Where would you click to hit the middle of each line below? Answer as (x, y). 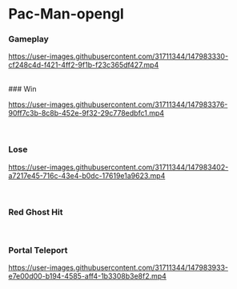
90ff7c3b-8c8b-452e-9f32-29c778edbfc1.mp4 (86, 113)
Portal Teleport (38, 250)
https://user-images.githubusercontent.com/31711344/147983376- (118, 104)
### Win (22, 89)
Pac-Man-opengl (66, 14)
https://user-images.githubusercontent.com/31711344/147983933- (118, 268)
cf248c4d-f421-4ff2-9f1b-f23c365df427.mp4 (84, 65)
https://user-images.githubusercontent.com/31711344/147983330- (118, 56)
